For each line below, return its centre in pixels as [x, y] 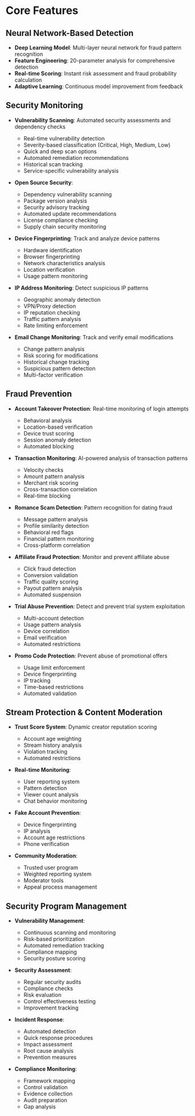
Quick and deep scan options [60, 151]
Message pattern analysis [56, 519]
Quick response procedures [58, 1038]
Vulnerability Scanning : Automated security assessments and [92, 120]
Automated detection [50, 1031]
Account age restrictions [54, 837]
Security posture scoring [55, 958]
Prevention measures [50, 1057]
